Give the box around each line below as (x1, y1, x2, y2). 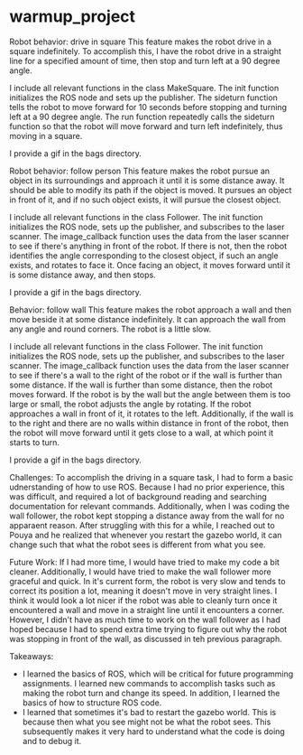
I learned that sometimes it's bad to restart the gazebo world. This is (22, 706, 277, 717)
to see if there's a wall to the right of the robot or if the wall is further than (9, 369, 282, 380)
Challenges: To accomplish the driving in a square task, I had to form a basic (9, 471, 294, 482)
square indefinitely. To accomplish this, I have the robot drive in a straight (9, 45, 282, 56)
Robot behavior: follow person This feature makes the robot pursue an (9, 165, 271, 176)
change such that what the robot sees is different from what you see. (9, 539, 266, 550)
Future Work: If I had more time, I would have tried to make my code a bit (9, 556, 280, 567)
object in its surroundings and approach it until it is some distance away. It (9, 174, 285, 186)
